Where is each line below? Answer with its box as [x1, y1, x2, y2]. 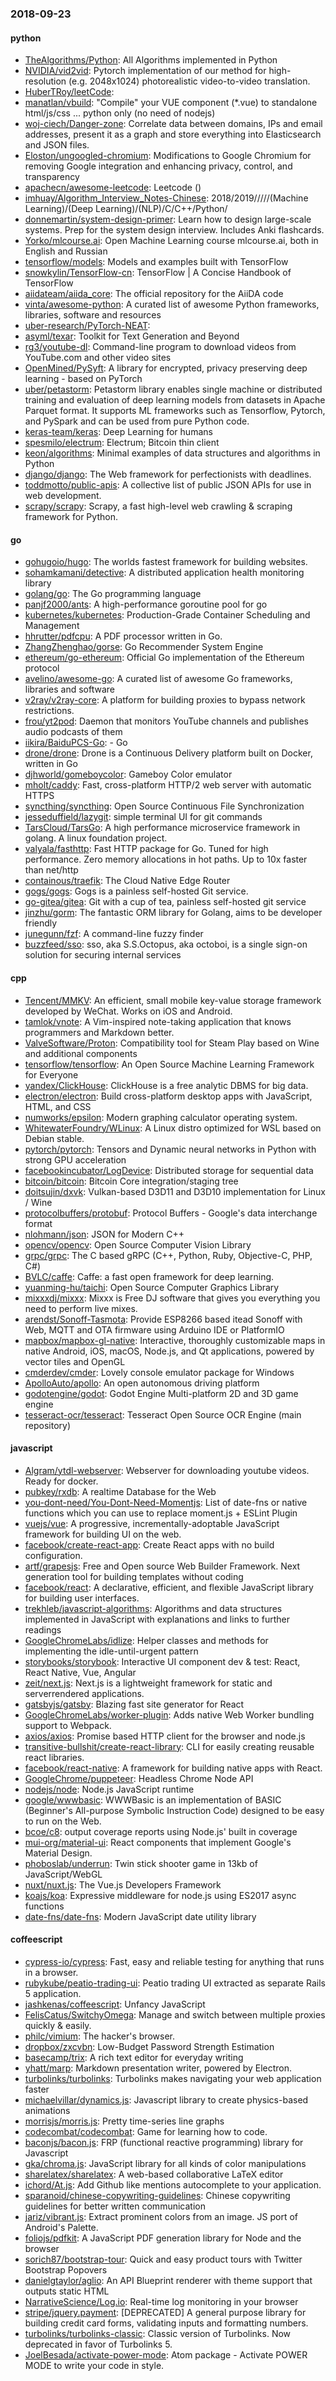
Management [24, 620, 80, 632]
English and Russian [24, 245, 108, 257]
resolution [24, 75, 67, 87]
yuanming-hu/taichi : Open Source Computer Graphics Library [24, 1281, 280, 1293]
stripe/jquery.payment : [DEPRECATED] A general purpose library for [24, 2306, 307, 2318]
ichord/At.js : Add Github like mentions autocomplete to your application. [24, 2178, 322, 2191]
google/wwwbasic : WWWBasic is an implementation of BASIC [24, 1793, 282, 1806]
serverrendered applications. [24, 1687, 145, 1699]
